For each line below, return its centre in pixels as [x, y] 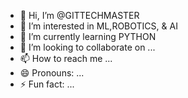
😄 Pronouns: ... [52, 73]
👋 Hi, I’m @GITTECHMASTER [79, 15]
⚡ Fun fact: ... [47, 84]
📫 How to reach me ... [66, 58]
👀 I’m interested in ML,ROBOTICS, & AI [98, 26]
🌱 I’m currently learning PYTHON [88, 36]
